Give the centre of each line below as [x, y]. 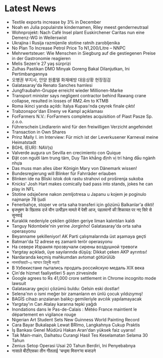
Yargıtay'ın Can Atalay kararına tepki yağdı [54, 304]
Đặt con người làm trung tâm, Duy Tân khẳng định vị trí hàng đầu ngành [83, 158]
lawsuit [19, 283]
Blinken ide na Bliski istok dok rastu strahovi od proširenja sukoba [77, 178]
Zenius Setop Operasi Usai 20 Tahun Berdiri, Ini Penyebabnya [73, 345]
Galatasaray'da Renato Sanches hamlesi [52, 85]
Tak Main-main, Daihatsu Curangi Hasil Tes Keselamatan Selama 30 [80, 335]
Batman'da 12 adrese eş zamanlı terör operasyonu [62, 241]
